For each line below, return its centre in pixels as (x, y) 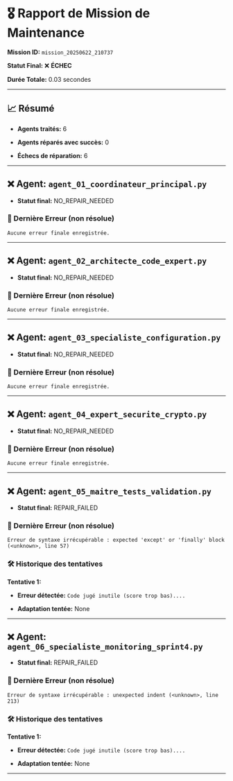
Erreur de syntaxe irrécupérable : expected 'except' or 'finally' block (116, 540)
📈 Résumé (31, 109)
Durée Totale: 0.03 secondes (49, 79)
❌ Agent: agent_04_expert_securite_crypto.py (107, 414)
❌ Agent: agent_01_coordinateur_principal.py (107, 184)
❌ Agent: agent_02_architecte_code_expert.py (107, 261)
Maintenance (46, 33)
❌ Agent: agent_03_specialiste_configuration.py (114, 337)
